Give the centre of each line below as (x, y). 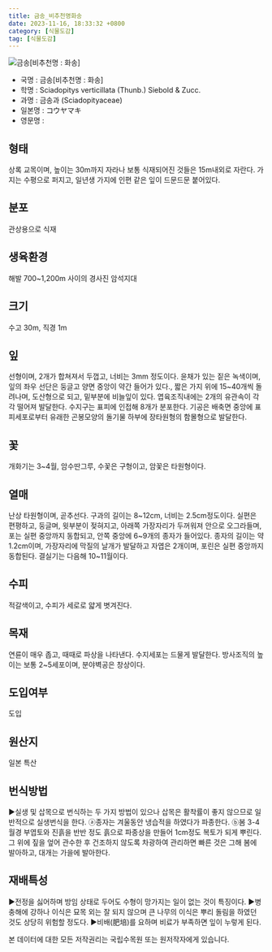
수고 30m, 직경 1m (38, 327)
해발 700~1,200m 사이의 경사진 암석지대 (73, 278)
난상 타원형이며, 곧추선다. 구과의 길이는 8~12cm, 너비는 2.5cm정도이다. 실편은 (133, 515)
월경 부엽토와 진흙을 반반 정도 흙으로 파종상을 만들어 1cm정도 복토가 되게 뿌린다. (135, 832)
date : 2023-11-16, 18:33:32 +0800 (67, 24)
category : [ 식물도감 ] (41, 31)
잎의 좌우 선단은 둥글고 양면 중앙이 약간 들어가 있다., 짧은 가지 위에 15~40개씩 (131, 387)
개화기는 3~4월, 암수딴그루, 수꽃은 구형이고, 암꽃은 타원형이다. (107, 466)
